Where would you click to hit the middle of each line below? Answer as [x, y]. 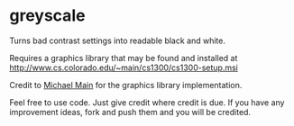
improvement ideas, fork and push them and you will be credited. [130, 112]
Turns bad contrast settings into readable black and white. [118, 40]
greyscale [47, 16]
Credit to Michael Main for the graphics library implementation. [126, 85]
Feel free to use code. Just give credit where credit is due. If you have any [147, 102]
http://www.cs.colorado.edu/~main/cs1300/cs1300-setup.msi [124, 67]
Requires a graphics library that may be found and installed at [124, 58]
